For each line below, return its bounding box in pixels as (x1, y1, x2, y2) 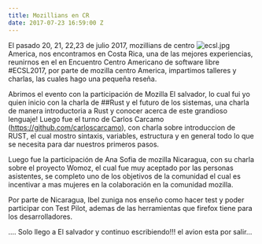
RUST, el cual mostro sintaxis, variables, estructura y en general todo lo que (8, 131, 254, 140)
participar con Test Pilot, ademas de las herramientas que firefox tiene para (8, 203, 253, 213)
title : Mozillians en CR (8, 11, 90, 20)
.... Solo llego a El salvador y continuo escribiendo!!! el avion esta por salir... (8, 227, 253, 236)
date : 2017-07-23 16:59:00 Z (8, 19, 104, 27)
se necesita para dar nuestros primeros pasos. (8, 139, 160, 149)
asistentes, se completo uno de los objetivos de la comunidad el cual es (8, 171, 242, 181)
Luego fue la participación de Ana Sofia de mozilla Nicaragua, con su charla (8, 154, 254, 164)
